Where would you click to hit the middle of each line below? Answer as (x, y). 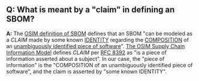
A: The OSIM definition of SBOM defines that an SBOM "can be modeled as (99, 33)
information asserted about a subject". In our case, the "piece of (85, 58)
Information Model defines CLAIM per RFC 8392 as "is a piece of (86, 52)
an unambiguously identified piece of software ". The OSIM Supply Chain (96, 46)
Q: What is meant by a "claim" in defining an (91, 10)
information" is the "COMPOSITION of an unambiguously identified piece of (99, 65)
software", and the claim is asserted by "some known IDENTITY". (86, 71)
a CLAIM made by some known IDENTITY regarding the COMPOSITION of (98, 40)
